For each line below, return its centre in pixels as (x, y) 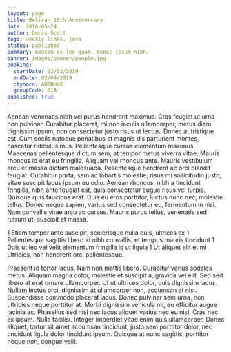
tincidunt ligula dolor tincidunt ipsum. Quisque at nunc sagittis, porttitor (108, 334)
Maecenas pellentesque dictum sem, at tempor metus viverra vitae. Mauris (113, 153)
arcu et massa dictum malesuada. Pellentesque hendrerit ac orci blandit (109, 168)
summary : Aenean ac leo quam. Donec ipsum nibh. (78, 52)
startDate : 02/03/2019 (46, 71)
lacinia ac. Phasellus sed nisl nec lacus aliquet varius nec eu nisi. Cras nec (113, 312)
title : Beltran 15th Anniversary (55, 20)
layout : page (26, 13)
